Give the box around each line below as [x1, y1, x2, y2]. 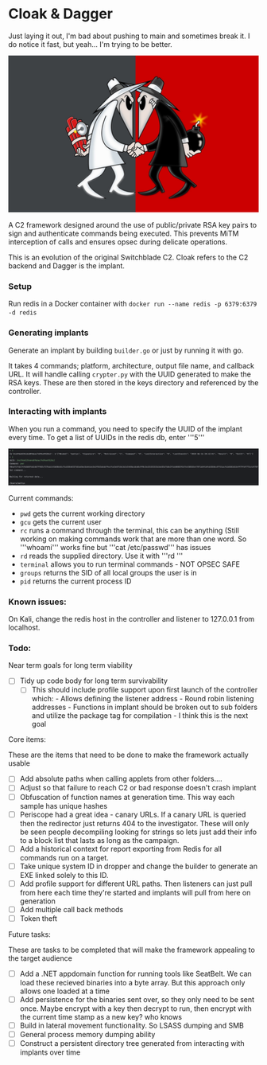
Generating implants [8, 327, 89, 338]
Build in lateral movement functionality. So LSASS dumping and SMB [19, 1020, 244, 1031]
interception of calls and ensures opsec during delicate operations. [8, 236, 228, 247]
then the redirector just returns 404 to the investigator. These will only [19, 818, 250, 828]
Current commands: [8, 493, 74, 502]
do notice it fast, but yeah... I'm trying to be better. [8, 39, 172, 49]
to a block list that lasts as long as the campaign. [19, 835, 180, 845]
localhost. [8, 622, 41, 632]
